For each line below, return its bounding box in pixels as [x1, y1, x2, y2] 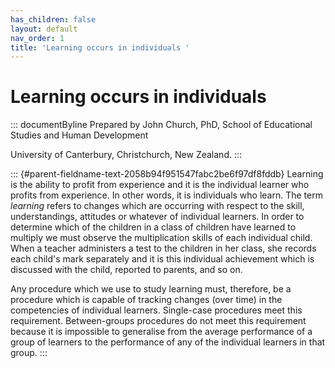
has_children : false [10, 14, 97, 25]
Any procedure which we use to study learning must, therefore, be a [10, 283, 292, 295]
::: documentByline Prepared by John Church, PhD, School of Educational [10, 119, 313, 131]
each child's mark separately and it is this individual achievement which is [10, 253, 315, 265]
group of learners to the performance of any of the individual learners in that [10, 336, 326, 348]
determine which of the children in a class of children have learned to [10, 221, 297, 233]
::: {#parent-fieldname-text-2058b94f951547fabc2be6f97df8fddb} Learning [10, 168, 324, 180]
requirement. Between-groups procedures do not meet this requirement [10, 315, 307, 327]
